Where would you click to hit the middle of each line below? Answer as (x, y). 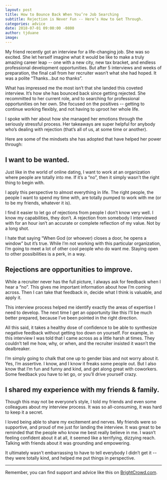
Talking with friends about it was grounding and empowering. (68, 443)
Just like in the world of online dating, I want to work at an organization (78, 172)
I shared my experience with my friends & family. (82, 390)
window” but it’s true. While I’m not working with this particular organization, (83, 243)
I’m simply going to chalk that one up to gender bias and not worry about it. (82, 358)
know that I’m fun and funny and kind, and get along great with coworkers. (82, 369)
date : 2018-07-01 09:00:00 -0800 (40, 28)
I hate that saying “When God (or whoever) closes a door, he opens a (76, 238)
